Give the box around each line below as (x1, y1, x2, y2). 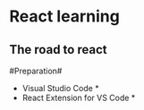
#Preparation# (9, 65, 63, 76)
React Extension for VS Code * (21, 92, 136, 103)
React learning (9, 6, 121, 27)
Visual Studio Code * (21, 83, 100, 93)
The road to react (9, 42, 107, 57)
